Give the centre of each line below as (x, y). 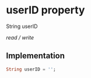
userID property (45, 10)
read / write (20, 37)
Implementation (36, 56)
